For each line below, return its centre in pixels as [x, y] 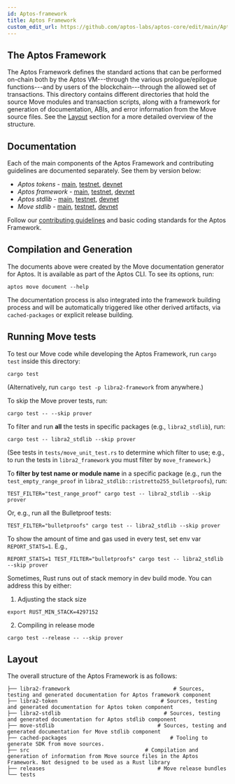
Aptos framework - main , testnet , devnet [76, 191]
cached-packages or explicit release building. [71, 315]
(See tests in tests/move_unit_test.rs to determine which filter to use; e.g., [116, 452]
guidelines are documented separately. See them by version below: [104, 170]
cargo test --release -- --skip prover [65, 638]
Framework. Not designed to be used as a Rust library [89, 763]
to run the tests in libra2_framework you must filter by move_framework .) [109, 459]
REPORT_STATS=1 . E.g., [37, 546]
